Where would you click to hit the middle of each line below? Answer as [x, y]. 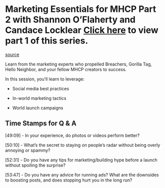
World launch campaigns [38, 108]
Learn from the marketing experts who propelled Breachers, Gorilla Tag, [79, 64]
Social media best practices [41, 88]
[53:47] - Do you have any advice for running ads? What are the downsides [82, 175]
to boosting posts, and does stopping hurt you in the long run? [69, 180]
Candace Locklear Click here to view [82, 30]
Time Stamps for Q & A [41, 123]
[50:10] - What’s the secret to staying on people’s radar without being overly [83, 145]
